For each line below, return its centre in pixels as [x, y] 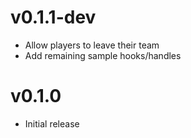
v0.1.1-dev [53, 17]
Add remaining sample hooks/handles [103, 55]
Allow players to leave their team [92, 45]
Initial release [52, 123]
